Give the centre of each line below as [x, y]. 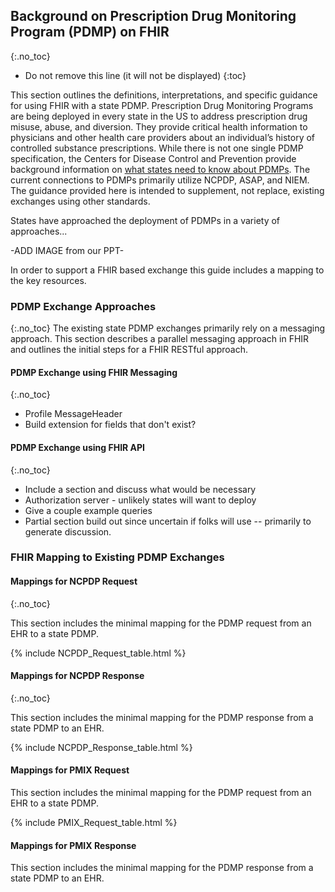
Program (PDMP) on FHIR [90, 32]
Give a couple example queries [88, 510]
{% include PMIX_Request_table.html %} [94, 823]
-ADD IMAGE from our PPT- [67, 250]
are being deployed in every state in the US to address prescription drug [159, 116]
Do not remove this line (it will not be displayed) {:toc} [135, 75]
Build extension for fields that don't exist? [110, 425]
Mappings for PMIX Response [73, 845]
